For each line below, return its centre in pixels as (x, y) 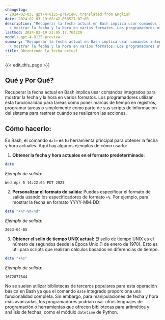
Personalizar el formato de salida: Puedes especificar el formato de (82, 192)
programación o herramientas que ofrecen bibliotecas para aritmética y (77, 307)
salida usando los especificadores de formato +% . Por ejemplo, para (80, 197)
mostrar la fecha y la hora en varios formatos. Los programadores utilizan (79, 97)
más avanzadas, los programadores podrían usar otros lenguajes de (74, 301)
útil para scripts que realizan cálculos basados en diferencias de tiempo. (85, 249)
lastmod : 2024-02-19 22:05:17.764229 (44, 32)
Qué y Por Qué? (29, 80)
